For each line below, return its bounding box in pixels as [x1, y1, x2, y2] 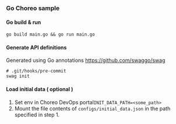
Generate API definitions [6, 44, 67, 51]
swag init [6, 73, 30, 80]
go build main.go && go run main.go [6, 32, 95, 37]
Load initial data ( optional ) [6, 85, 73, 92]
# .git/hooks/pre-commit [6, 68, 66, 74]
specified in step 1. [14, 111, 60, 118]
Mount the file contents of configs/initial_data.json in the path [14, 105, 171, 112]
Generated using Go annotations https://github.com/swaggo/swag [6, 57, 166, 64]
